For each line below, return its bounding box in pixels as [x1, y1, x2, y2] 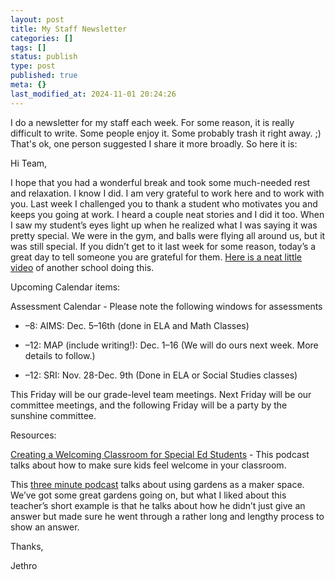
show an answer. [10, 521, 80, 533]
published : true [10, 71, 78, 81]
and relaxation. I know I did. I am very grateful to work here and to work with [10, 187, 325, 199]
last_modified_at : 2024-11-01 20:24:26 [10, 89, 177, 99]
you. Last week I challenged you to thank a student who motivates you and [10, 197, 318, 210]
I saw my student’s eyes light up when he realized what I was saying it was [10, 219, 318, 231]
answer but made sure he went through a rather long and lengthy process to [10, 510, 325, 522]
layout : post [10, 14, 65, 25]
